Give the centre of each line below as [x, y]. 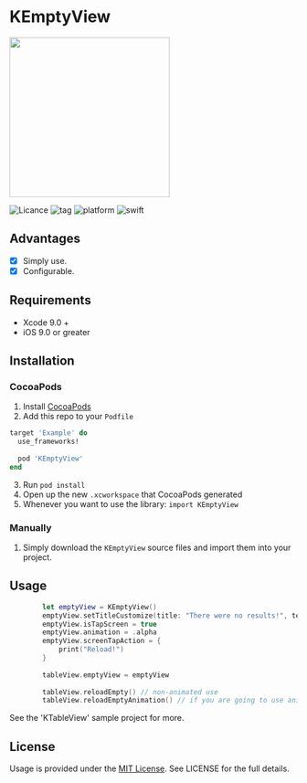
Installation [42, 361]
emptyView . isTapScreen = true [100, 624]
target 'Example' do [49, 433]
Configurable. [48, 270]
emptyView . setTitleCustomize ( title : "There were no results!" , [165, 615]
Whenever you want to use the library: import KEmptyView [131, 503]
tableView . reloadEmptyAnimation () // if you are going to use [163, 701]
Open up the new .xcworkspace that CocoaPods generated [132, 494]
